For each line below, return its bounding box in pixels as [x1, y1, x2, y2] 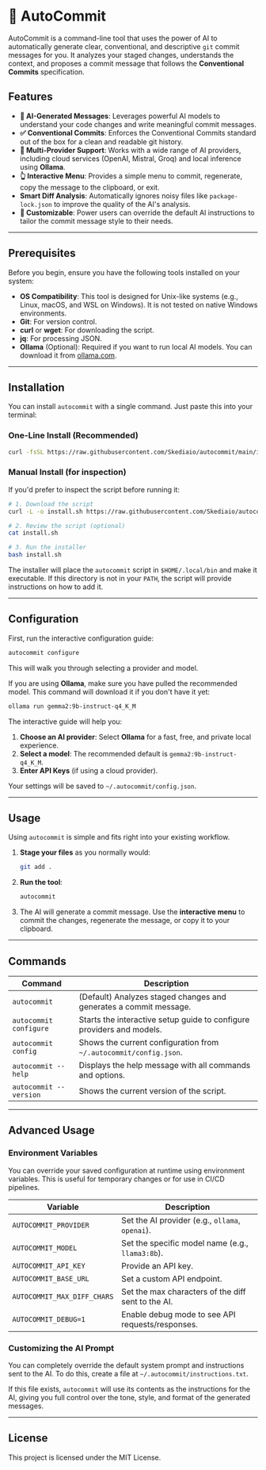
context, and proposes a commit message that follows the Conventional [8, 59, 245, 68]
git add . [19, 863, 53, 871]
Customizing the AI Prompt [8, 1342, 115, 1353]
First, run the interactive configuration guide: [8, 634, 154, 643]
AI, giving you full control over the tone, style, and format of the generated [8, 1393, 251, 1403]
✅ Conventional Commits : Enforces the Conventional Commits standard [19, 128, 256, 137]
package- [209, 192, 239, 201]
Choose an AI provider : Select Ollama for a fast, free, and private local [19, 732, 252, 741]
